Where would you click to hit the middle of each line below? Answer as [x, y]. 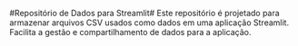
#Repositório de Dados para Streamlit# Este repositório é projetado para [144, 13]
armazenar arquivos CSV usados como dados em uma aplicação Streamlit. [149, 23]
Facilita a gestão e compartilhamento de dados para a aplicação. [130, 32]
